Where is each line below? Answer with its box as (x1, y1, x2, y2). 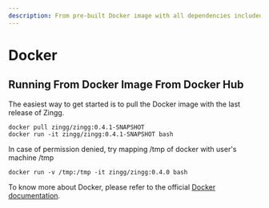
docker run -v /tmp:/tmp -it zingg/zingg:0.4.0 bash (8, 168, 188, 176)
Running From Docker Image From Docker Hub (8, 78, 244, 92)
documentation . (8, 190, 61, 200)
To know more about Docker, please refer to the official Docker (8, 182, 216, 192)
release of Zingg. (8, 107, 65, 117)
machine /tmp (8, 153, 54, 162)
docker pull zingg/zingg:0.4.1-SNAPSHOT (8, 123, 146, 131)
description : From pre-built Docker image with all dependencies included (8, 11, 263, 20)
